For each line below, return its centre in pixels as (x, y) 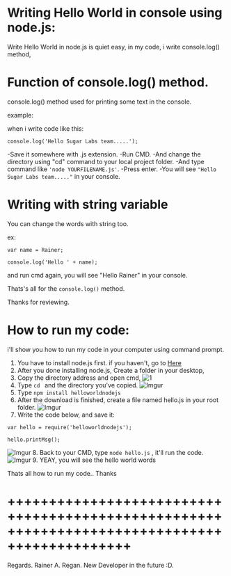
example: (20, 115)
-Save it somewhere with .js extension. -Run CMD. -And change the (104, 154)
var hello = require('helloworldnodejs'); (70, 427)
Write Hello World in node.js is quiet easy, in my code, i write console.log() (114, 47)
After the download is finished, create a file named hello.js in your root (118, 400)
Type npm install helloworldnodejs (69, 392)
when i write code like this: (46, 128)
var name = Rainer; (35, 250)
